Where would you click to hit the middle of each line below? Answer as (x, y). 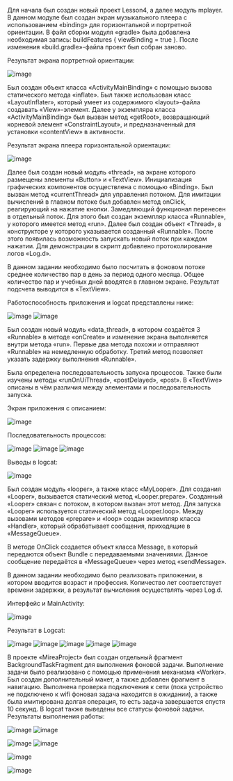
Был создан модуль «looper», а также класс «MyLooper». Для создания (114, 489)
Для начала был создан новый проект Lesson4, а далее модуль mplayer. (115, 10)
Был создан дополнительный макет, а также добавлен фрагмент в (106, 679)
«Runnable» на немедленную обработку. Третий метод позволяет (105, 352)
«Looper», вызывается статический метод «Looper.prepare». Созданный (115, 496)
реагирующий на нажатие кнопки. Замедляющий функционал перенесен (116, 209)
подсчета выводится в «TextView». (59, 289)
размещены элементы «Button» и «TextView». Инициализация (100, 179)
